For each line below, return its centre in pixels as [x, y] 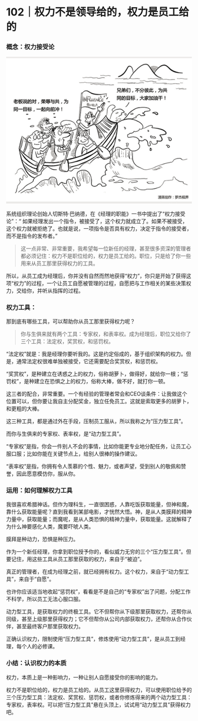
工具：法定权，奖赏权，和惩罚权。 [72, 341]
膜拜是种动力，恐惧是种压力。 [42, 539]
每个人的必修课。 [37, 646]
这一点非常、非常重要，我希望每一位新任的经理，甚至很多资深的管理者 [106, 248]
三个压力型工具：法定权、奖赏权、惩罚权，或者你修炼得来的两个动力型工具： [99, 697]
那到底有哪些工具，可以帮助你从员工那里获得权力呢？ [71, 321]
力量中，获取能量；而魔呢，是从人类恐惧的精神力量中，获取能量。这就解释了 [99, 519]
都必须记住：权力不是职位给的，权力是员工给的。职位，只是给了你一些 [106, 256]
